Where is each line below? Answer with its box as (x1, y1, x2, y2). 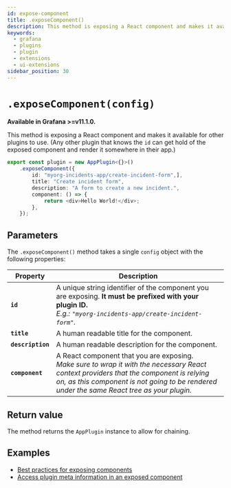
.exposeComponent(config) (7, 97, 155, 110)
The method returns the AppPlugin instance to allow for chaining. (7, 427, 190, 435)
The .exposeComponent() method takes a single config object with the (7, 247, 203, 256)
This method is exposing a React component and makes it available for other (7, 131, 224, 139)
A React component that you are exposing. (56, 351, 194, 360)
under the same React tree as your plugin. (56, 385, 192, 395)
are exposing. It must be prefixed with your (56, 292, 199, 301)
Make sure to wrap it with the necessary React (56, 360, 207, 369)
